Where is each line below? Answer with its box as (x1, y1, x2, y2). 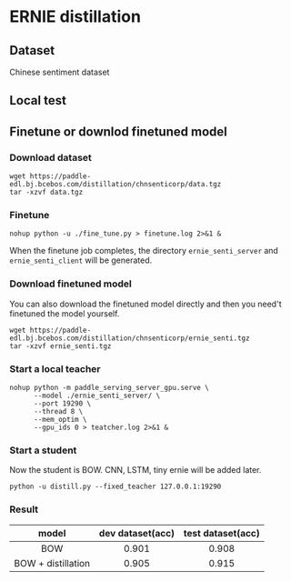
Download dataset (9, 151, 93, 164)
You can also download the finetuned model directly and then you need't (9, 298, 282, 309)
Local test (9, 93, 66, 108)
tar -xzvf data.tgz (9, 188, 84, 197)
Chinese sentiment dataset (9, 66, 110, 77)
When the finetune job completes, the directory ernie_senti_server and (9, 245, 279, 256)
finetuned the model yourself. (9, 307, 120, 319)
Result (9, 503, 39, 516)
